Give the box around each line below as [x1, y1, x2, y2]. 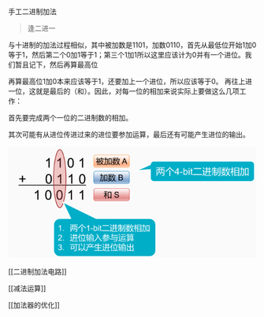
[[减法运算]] [8, 283, 46, 293]
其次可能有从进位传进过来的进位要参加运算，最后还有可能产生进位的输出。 [8, 130, 250, 139]
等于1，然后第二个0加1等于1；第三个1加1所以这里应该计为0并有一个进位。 [8, 50, 246, 59]
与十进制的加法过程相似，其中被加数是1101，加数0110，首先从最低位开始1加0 [8, 40, 257, 50]
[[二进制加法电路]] [8, 267, 67, 276]
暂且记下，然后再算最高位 [14, 60, 99, 69]
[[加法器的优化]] [8, 300, 61, 309]
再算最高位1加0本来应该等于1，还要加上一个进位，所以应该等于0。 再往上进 [8, 77, 252, 86]
